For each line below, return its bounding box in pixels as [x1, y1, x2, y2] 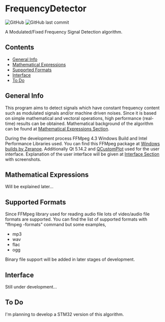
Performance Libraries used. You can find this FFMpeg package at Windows [5, 140, 160, 146]
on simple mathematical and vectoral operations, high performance [5, 115, 142, 121]
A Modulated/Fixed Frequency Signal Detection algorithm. [5, 29, 123, 35]
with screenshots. [5, 156, 41, 162]
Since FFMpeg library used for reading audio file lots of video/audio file [5, 211, 150, 217]
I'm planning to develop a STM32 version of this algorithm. [5, 311, 124, 317]
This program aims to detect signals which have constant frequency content [5, 105, 160, 111]
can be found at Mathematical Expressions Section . [5, 125, 110, 131]
